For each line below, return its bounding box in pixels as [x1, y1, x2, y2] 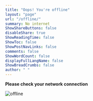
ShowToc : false [5, 40, 37, 45]
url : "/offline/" [5, 16, 41, 21]
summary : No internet [5, 21, 50, 26]
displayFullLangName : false [5, 58, 64, 63]
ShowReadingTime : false [5, 35, 55, 40]
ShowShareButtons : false [5, 26, 57, 31]
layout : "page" [5, 12, 37, 17]
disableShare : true [5, 30, 46, 35]
